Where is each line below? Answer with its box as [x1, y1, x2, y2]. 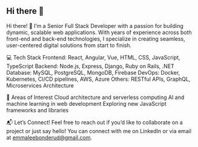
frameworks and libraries [6, 106, 69, 114]
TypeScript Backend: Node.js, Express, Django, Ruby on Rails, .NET [6, 62, 174, 70]
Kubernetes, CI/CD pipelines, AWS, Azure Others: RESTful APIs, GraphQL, [6, 75, 191, 83]
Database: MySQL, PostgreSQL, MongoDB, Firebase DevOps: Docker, [6, 69, 180, 76]
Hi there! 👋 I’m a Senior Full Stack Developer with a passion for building [6, 22, 183, 29]
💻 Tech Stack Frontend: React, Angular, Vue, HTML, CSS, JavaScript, [6, 53, 180, 61]
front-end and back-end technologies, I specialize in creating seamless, [6, 35, 186, 43]
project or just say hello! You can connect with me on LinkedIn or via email [6, 127, 192, 134]
